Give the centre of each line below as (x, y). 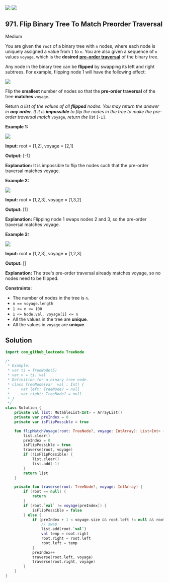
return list (36, 473)
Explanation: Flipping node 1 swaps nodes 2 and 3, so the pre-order (76, 219)
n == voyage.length (33, 304)
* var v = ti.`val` (28, 375)
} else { (32, 515)
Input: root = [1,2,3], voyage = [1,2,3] (44, 253)
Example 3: (17, 234)
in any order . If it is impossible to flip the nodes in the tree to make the (79, 111)
